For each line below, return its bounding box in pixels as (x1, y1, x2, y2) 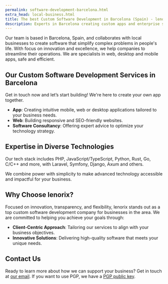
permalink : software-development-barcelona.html (5, 7, 108, 12)
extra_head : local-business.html (5, 12, 75, 17)
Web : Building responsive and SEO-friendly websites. (12, 117, 123, 123)
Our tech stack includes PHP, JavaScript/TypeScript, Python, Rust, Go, (5, 155, 151, 161)
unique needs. (12, 240, 42, 246)
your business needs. (12, 112, 57, 118)
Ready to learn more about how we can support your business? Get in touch (5, 268, 162, 274)
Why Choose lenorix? (5, 190, 74, 199)
